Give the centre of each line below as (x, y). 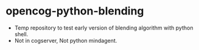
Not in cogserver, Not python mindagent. (66, 40)
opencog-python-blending (75, 11)
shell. (21, 34)
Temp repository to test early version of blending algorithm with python (104, 28)
